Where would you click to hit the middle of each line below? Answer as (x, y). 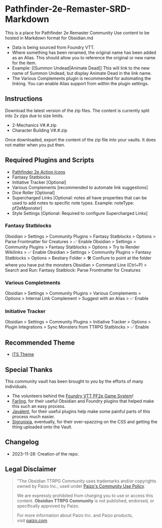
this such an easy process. (39, 406)
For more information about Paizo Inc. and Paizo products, (75, 515)
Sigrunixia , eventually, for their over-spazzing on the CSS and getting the (85, 422)
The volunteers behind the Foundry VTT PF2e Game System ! (73, 396)
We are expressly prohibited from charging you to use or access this (85, 495)
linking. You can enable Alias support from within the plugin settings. (80, 83)
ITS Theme (23, 354)
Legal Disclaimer (31, 469)
